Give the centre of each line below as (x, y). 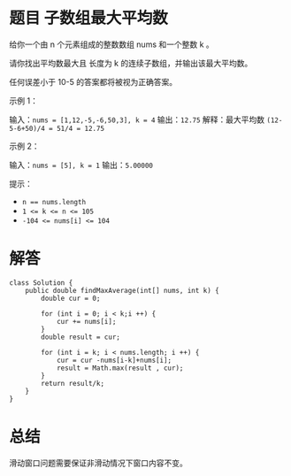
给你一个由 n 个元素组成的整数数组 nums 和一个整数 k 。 (111, 44)
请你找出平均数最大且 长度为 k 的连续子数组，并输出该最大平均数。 (131, 63)
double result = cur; (81, 337)
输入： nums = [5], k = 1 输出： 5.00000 (81, 165)
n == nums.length (54, 202)
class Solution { (41, 283)
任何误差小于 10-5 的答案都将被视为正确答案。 (93, 81)
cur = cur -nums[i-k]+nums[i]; (114, 360)
